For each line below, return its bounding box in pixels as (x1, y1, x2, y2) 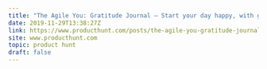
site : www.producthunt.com (8, 33, 98, 42)
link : (8, 26, 26, 34)
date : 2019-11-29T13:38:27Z (8, 19, 102, 27)
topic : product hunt (8, 41, 77, 49)
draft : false (8, 48, 52, 56)
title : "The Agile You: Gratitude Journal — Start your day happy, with (8, 11, 254, 20)
